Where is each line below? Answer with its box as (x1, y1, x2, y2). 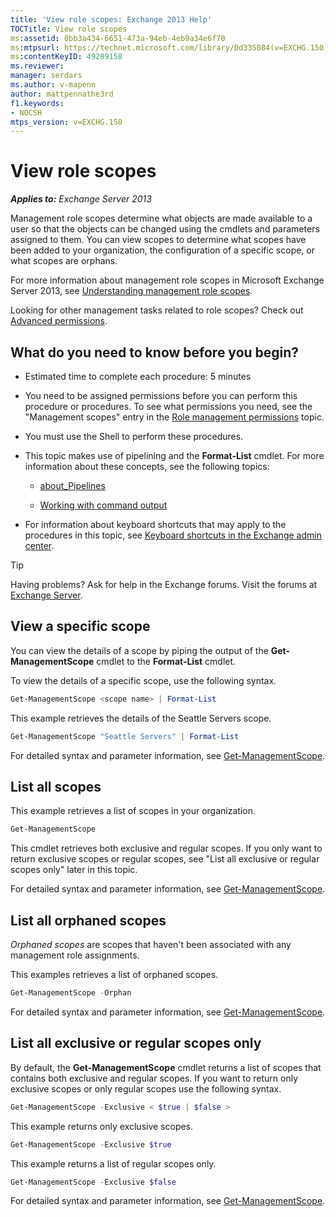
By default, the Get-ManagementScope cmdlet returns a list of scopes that (10, 1061, 322, 1073)
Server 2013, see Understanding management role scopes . (10, 285, 253, 297)
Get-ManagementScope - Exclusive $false (10, 1177, 177, 1187)
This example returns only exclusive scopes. (10, 1120, 194, 1132)
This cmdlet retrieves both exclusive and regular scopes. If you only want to (10, 842, 323, 855)
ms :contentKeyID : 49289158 (10, 52, 123, 62)
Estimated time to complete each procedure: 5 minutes (24, 371, 252, 382)
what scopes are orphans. (10, 255, 118, 267)
